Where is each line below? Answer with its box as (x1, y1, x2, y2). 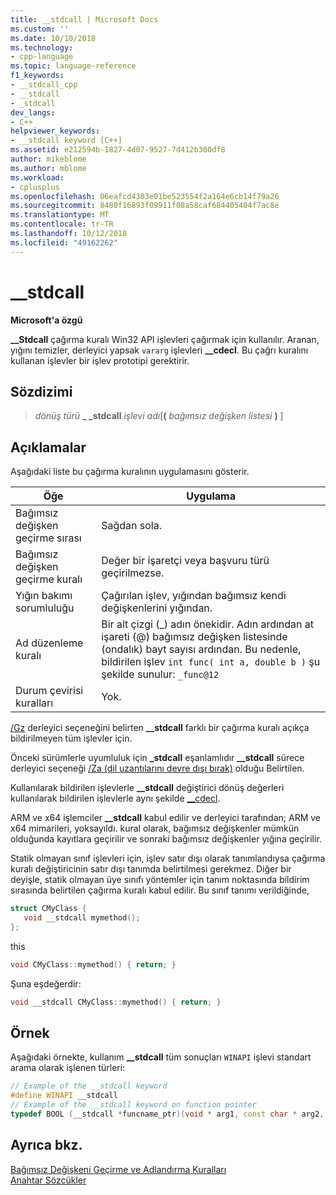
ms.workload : (10, 172, 65, 183)
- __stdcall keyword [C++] (10, 136, 123, 146)
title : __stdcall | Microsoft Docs (10, 14, 159, 25)
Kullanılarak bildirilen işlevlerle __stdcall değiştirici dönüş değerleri (10, 782, 285, 794)
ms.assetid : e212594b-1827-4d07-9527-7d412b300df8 (10, 145, 226, 155)
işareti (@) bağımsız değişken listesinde (101, 630, 288, 644)
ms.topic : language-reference (10, 61, 137, 71)
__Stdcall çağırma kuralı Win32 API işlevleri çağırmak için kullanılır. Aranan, (10, 333, 320, 345)
